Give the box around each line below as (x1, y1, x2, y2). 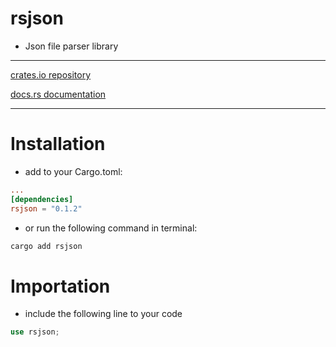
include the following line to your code (24, 308, 183, 320)
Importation (10, 275, 111, 297)
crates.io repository (10, 68, 92, 81)
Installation (10, 133, 106, 156)
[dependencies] (10, 194, 74, 204)
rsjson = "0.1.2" (10, 203, 83, 214)
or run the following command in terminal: (24, 222, 198, 234)
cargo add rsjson (10, 241, 83, 251)
